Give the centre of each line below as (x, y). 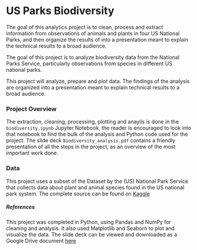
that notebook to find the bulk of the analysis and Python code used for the (97, 134)
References (21, 207)
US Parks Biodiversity (60, 11)
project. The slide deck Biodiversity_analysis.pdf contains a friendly (91, 141)
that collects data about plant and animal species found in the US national (95, 187)
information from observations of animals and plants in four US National (93, 33)
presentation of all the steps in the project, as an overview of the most (91, 147)
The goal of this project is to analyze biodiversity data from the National (93, 57)
